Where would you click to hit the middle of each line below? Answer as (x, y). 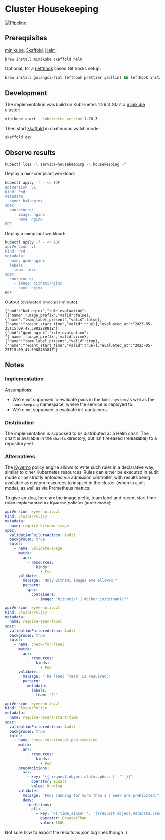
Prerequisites (26, 38)
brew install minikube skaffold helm (44, 59)
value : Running (47, 786)
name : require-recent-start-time (44, 717)
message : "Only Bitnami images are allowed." (70, 581)
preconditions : (34, 768)
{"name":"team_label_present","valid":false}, (54, 320)
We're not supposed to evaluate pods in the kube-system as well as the (83, 399)
